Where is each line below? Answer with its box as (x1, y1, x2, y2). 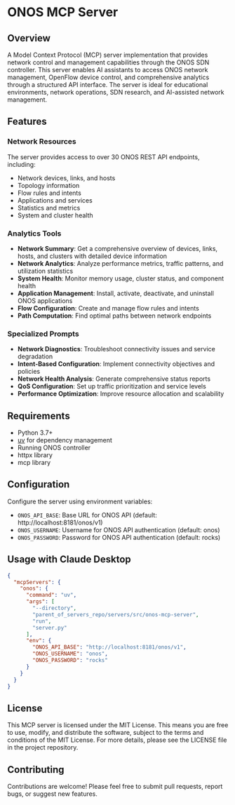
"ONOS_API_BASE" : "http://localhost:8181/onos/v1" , (32, 644, 187, 651)
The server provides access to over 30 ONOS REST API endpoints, (7, 152, 200, 161)
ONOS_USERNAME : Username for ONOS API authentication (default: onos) (17, 525, 220, 534)
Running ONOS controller (17, 443, 91, 452)
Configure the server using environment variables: (7, 497, 153, 506)
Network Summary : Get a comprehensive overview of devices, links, (17, 244, 218, 252)
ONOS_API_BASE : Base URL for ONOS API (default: (17, 510, 158, 519)
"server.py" (32, 624, 68, 631)
